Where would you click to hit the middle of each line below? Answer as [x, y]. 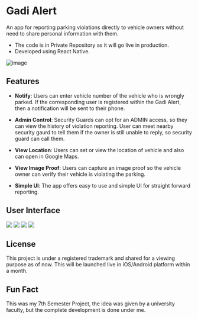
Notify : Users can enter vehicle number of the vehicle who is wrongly [99, 95]
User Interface [33, 210]
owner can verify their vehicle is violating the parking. [80, 174]
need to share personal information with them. [62, 33]
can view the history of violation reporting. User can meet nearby [94, 126]
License [21, 244]
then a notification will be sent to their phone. [70, 108]
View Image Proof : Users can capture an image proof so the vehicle [98, 167]
